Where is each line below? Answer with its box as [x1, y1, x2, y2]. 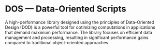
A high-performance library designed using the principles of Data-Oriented [5, 19, 155, 25]
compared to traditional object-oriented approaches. [5, 39, 110, 45]
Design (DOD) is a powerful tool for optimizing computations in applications [5, 24, 156, 30]
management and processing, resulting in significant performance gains [5, 35, 149, 40]
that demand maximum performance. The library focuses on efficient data [5, 29, 152, 35]
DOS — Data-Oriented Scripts [5, 3, 127, 14]
